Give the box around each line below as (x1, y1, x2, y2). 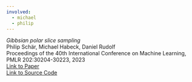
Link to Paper (6, 63, 39, 70)
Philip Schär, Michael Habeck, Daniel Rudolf (6, 43, 116, 50)
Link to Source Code (6, 69, 58, 77)
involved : (6, 9, 31, 15)
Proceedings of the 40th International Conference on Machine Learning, (6, 50, 187, 57)
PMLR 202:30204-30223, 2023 (6, 56, 85, 64)
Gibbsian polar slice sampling (6, 37, 81, 44)
